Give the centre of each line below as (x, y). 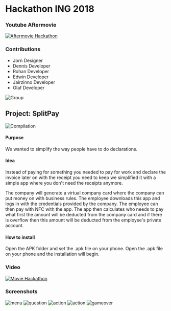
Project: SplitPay (32, 114)
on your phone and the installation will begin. (52, 254)
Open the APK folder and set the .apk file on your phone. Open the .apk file (84, 249)
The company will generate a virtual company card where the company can (85, 193)
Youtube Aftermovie (31, 25)
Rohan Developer (31, 71)
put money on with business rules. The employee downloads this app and (83, 198)
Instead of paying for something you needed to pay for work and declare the (86, 172)
